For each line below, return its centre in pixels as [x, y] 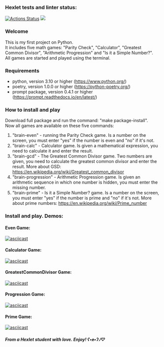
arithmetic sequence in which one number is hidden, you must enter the [85, 182]
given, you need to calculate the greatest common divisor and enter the [84, 161]
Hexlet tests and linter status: [41, 7]
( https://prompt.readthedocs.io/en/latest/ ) [55, 97]
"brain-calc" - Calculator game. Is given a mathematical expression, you [85, 146]
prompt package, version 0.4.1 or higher [53, 92]
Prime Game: [19, 316]
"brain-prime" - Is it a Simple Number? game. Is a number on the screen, [86, 193]
